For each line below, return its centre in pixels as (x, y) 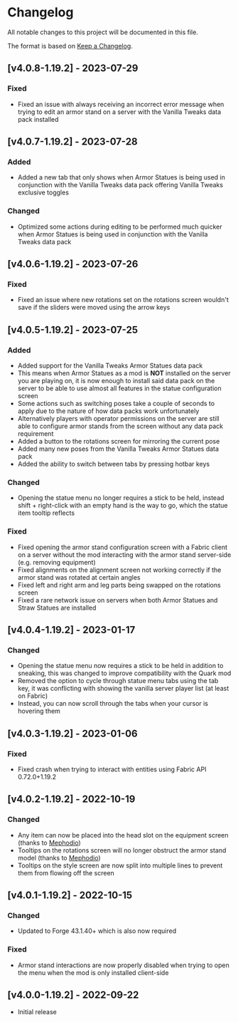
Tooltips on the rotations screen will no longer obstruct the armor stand (122, 850)
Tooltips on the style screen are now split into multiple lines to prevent (120, 865)
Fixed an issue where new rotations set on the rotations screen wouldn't (123, 300)
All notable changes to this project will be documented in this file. (103, 32)
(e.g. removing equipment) (56, 562)
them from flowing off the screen (66, 872)
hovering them (39, 711)
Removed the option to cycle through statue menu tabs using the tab (118, 681)
